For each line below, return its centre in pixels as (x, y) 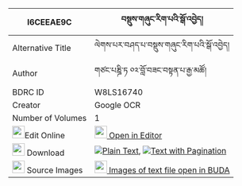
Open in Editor (136, 136)
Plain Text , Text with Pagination (164, 150)
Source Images (55, 170)
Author (25, 73)
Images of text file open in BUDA (169, 170)
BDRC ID (29, 92)
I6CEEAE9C (49, 21)
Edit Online (45, 136)
